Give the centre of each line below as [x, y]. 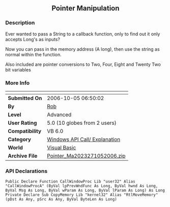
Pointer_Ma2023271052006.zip [86, 156]
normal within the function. [34, 54]
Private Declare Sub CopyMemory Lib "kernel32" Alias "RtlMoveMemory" [82, 195]
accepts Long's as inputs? [33, 39]
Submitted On [25, 98]
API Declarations [26, 171]
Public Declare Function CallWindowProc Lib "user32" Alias [70, 182]
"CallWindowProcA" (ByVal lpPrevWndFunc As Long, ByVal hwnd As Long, [82, 186]
